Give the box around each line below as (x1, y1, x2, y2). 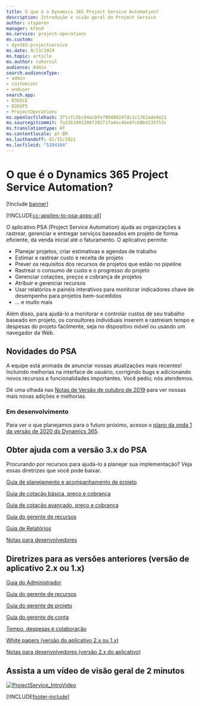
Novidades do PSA (6, 346, 77, 356)
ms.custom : (6, 36, 33, 42)
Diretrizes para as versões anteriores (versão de (6, 554, 189, 564)
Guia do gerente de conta (6, 613, 69, 621)
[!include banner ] (6, 200, 49, 207)
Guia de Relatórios (6, 525, 52, 532)
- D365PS (6, 103, 28, 109)
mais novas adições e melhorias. (6, 392, 87, 400)
